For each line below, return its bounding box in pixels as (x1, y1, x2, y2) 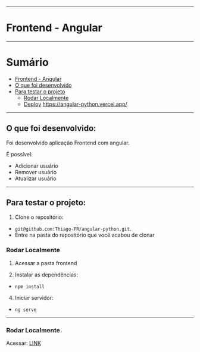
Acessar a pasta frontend (14, 259, 77, 266)
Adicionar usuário (14, 162, 58, 169)
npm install (14, 284, 45, 290)
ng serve (14, 307, 37, 313)
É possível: (6, 150, 33, 158)
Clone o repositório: (14, 213, 64, 221)
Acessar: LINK (6, 340, 42, 347)
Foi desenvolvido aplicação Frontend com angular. (6, 139, 130, 146)
